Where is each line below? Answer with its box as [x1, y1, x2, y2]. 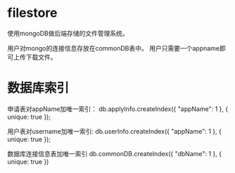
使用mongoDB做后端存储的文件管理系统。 [7, 29, 129, 37]
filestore [7, 5, 58, 21]
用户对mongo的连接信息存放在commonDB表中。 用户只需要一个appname [7, 44, 220, 52]
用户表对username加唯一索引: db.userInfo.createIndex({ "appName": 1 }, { [7, 127, 222, 135]
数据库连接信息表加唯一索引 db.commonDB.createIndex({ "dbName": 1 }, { [7, 149, 222, 158]
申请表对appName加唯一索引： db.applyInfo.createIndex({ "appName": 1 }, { [7, 104, 229, 113]
